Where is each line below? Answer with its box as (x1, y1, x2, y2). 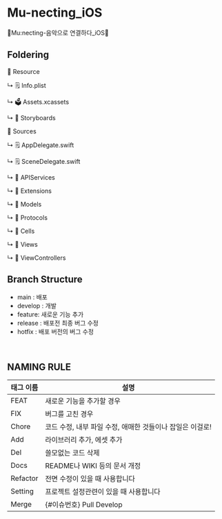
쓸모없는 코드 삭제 (44, 448, 100, 457)
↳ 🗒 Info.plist (7, 81, 46, 89)
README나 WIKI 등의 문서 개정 (44, 461, 141, 471)
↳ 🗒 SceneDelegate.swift (7, 157, 81, 165)
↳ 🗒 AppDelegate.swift (7, 140, 74, 149)
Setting (10, 487, 34, 496)
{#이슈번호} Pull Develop (44, 500, 123, 509)
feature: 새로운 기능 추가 (17, 310, 84, 319)
